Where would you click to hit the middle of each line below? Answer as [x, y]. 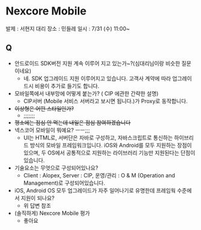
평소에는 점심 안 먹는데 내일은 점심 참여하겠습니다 [72, 123]
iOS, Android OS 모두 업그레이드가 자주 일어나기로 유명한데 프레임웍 [95, 190]
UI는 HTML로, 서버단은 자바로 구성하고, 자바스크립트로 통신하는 [98, 138]
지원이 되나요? [38, 198]
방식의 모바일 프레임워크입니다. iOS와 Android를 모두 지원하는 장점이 [111, 145]
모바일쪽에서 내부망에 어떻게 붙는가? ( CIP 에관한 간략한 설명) [86, 93]
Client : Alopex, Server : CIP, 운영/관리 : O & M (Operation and [99, 175]
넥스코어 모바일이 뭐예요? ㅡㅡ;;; [52, 130]
